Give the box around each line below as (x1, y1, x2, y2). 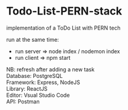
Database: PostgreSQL (6, 72, 63, 79)
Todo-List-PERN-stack (6, 4, 123, 18)
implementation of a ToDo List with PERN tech (6, 24, 121, 31)
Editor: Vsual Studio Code (6, 91, 70, 99)
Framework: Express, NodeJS (6, 79, 80, 86)
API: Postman (6, 98, 40, 105)
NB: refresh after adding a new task (6, 65, 95, 73)
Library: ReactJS (6, 85, 48, 92)
